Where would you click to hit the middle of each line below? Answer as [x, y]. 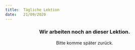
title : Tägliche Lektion [32, 10]
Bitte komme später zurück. [85, 42]
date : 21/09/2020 [26, 14]
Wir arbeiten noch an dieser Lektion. [85, 32]
